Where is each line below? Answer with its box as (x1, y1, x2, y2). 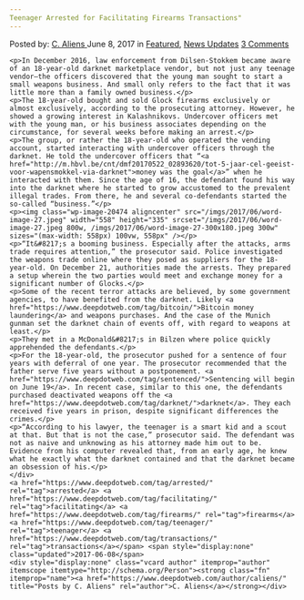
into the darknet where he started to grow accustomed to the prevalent (9, 183, 291, 192)
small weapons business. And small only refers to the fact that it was (9, 79, 291, 89)
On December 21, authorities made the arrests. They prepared (49, 263, 291, 272)
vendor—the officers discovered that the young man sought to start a (9, 72, 283, 81)
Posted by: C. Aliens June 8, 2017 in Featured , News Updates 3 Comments (9, 38, 289, 49)
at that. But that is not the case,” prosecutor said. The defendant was (9, 430, 296, 440)
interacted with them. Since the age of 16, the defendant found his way (9, 175, 296, 185)
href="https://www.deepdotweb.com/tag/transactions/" (9, 534, 218, 543)
